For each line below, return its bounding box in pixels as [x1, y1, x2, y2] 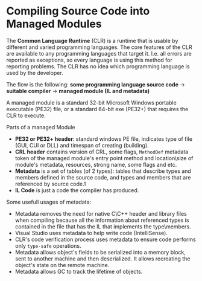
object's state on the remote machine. [14, 261, 110, 268]
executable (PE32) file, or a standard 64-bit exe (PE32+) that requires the [6, 105, 189, 112]
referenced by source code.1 [14, 180, 86, 187]
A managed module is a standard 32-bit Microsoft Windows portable [6, 99, 177, 106]
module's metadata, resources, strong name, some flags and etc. [14, 161, 177, 168]
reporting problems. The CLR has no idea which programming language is [6, 62, 190, 70]
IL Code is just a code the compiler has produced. [14, 186, 139, 194]
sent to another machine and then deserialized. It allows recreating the [14, 255, 191, 262]
